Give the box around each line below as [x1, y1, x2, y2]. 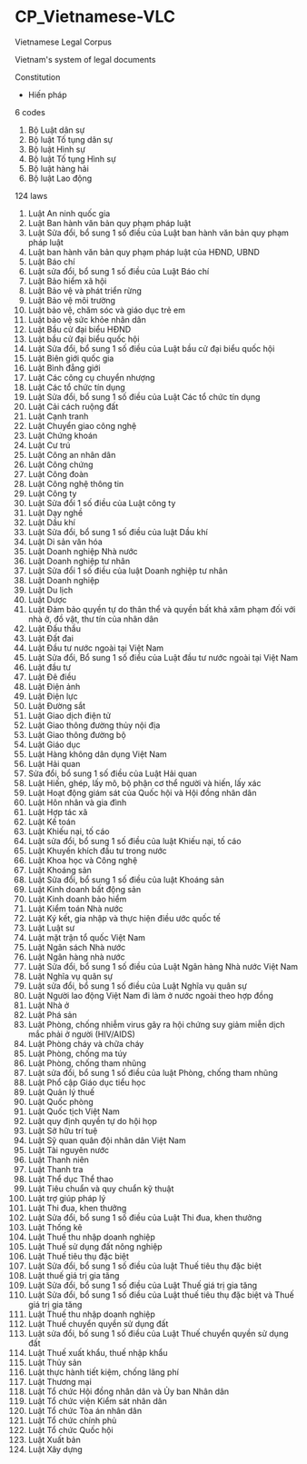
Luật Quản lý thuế [27, 1086, 94, 1097]
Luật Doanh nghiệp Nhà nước [27, 545, 138, 556]
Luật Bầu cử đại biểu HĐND [27, 324, 132, 334]
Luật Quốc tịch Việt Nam [27, 1106, 121, 1117]
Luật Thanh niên [27, 1154, 90, 1165]
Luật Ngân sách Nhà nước [27, 941, 126, 952]
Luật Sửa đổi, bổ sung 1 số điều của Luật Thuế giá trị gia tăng [27, 1280, 258, 1290]
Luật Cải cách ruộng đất [27, 401, 119, 412]
